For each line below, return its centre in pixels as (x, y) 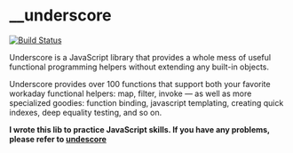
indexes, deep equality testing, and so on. (86, 112)
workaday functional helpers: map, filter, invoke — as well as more (131, 93)
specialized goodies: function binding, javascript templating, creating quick (146, 102)
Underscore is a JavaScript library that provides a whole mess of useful (140, 57)
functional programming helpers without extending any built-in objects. (139, 67)
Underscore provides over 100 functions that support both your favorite (140, 84)
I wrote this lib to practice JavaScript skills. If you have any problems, (140, 129)
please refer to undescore (58, 139)
